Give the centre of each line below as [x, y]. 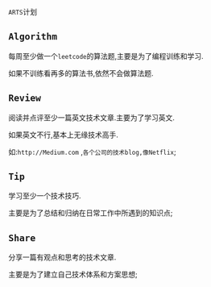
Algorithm [33, 37]
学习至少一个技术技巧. [45, 196]
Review [25, 98]
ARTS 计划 [23, 12]
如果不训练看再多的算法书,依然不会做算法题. [81, 73]
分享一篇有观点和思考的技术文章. [62, 257]
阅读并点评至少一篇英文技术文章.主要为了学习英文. [92, 117]
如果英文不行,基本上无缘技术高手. [64, 135]
